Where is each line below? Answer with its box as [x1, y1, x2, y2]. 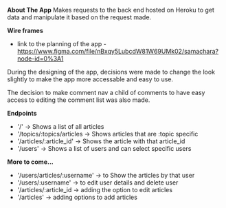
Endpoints [7, 110, 37, 117]
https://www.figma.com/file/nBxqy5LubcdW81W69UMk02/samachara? [16, 48, 218, 55]
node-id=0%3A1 [16, 54, 64, 63]
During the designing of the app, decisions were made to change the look [7, 68, 215, 76]
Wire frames [7, 27, 43, 34]
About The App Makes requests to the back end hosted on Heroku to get [7, 6, 215, 14]
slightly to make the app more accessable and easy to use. [7, 75, 174, 83]
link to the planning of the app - [16, 40, 106, 48]
